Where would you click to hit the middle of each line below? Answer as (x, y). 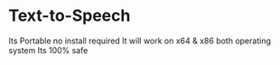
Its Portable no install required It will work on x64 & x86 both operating (140, 41)
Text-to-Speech (70, 16)
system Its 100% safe (48, 50)
